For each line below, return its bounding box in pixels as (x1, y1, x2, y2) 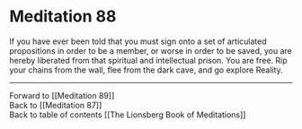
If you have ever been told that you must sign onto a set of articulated (9, 36, 267, 47)
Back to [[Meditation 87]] (9, 99, 102, 110)
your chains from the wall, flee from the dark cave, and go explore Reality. (9, 64, 283, 75)
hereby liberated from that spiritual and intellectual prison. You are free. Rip (9, 55, 288, 65)
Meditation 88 (9, 6, 117, 27)
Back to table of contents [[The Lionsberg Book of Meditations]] (9, 109, 246, 120)
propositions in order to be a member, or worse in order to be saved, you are (9, 45, 292, 56)
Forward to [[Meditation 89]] (9, 90, 115, 100)
